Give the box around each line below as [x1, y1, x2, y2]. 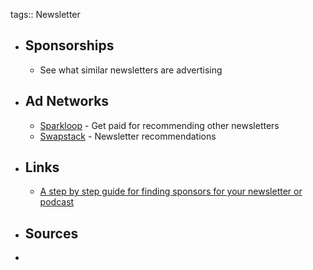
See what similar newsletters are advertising [39, 64, 223, 76]
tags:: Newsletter [10, 9, 81, 20]
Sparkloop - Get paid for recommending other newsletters [39, 119, 280, 131]
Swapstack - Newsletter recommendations [39, 130, 217, 142]
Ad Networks [24, 93, 110, 110]
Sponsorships [24, 37, 115, 54]
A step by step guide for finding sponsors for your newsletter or [39, 185, 303, 198]
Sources [24, 225, 79, 242]
